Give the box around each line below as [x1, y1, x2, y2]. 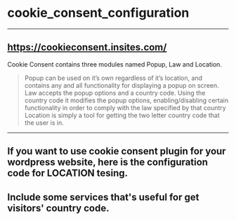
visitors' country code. [7, 202, 110, 214]
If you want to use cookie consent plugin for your [7, 145, 226, 157]
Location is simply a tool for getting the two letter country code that [24, 111, 220, 119]
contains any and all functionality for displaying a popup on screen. [24, 81, 219, 89]
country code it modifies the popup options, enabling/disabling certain [24, 96, 229, 105]
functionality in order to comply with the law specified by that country [24, 103, 226, 112]
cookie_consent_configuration [7, 5, 190, 21]
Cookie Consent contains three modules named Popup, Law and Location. [7, 60, 223, 68]
